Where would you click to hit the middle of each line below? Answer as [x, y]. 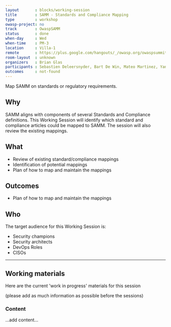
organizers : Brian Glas [34, 62]
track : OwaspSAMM [33, 29]
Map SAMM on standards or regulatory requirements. [61, 86]
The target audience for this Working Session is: [56, 227]
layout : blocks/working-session [48, 10]
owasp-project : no [25, 24]
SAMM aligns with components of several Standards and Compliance [78, 114]
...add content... [22, 320]
